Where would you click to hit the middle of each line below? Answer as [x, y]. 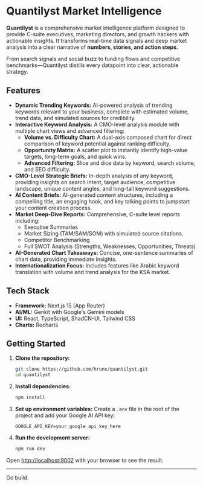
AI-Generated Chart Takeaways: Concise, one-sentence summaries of [104, 252]
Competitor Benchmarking [57, 240]
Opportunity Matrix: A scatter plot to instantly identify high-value [106, 150]
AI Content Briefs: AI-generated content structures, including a [94, 195]
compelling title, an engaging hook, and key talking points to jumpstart [102, 201]
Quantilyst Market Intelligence [84, 11]
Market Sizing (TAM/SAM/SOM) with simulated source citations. [104, 233]
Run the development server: [53, 438]
